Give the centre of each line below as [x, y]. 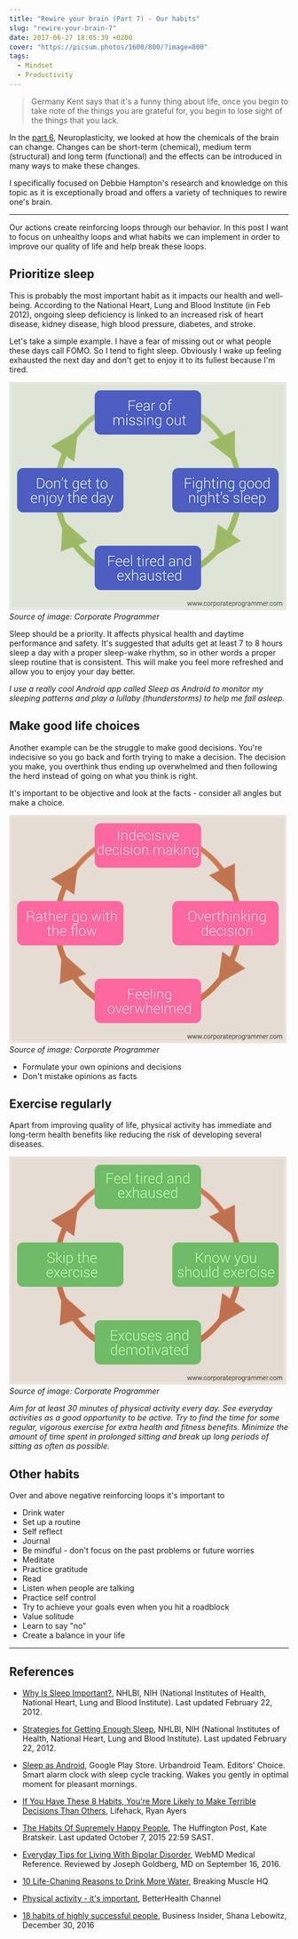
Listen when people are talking [78, 1588]
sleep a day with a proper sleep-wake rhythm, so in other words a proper [143, 652]
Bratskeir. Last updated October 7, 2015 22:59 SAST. [118, 1837]
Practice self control [59, 1598]
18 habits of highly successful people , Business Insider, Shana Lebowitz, [154, 1915]
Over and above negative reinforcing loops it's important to [117, 1496]
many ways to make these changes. [74, 165]
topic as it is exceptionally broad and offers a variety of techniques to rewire [148, 192]
